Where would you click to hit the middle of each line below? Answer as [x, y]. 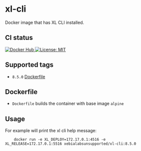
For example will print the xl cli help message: [51, 131]
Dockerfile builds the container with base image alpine [68, 104]
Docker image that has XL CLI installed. [45, 22]
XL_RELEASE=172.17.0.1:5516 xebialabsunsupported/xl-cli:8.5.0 [71, 144]
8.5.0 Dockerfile [29, 76]
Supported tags [29, 65]
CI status [19, 38]
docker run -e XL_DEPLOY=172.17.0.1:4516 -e [60, 140]
